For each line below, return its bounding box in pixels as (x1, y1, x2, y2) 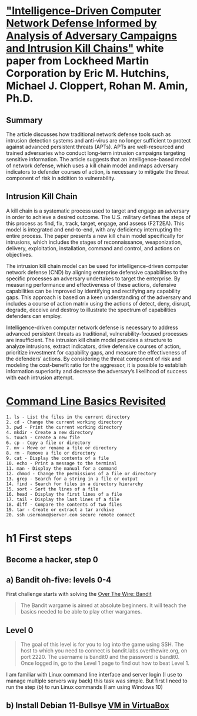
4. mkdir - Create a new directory (6, 429, 94, 435)
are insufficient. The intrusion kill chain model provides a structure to (6, 336, 172, 343)
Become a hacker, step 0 (6, 555, 99, 565)
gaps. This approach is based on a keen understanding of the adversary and (6, 293, 192, 301)
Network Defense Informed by (6, 16, 157, 30)
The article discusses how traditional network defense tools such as (6, 131, 171, 138)
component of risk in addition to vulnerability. (6, 175, 116, 181)
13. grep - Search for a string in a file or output (6, 476, 138, 482)
